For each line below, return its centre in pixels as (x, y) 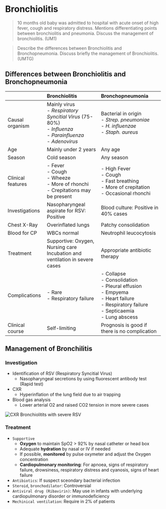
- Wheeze (59, 178)
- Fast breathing (120, 181)
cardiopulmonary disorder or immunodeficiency (61, 496)
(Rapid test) (31, 384)
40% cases (114, 214)
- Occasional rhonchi (126, 193)
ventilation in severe (70, 259)
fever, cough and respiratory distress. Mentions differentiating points (87, 28)
